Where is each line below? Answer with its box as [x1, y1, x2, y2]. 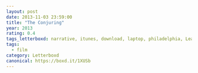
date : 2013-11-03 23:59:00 [6, 14, 72, 20]
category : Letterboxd [6, 52, 60, 58]
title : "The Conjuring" [6, 19, 65, 25]
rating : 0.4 [6, 31, 35, 36]
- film [11, 47, 28, 53]
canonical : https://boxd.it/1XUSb [6, 58, 91, 64]
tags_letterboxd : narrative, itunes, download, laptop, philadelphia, [6, 36, 183, 42]
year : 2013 [6, 25, 33, 31]
